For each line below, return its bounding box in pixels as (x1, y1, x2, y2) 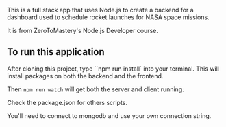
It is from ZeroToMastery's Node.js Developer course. (7, 27, 159, 34)
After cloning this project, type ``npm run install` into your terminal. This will (7, 65, 219, 73)
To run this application (7, 46, 105, 58)
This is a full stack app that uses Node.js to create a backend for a (7, 6, 194, 14)
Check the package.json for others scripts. (7, 98, 128, 106)
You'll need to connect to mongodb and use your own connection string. (7, 111, 212, 119)
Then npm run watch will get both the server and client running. (7, 85, 185, 93)
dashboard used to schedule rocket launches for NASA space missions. (7, 13, 210, 21)
